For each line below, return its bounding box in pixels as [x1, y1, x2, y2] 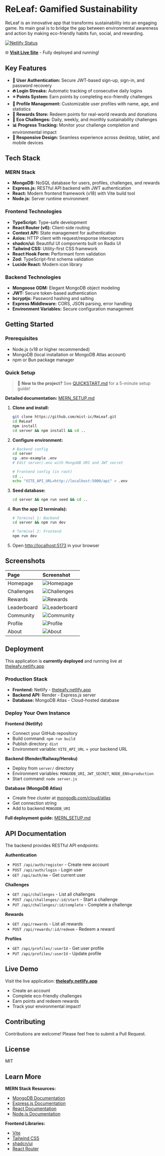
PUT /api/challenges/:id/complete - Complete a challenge [12, 902, 132, 908]
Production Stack [5, 676, 48, 683]
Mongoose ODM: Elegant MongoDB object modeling [12, 285, 120, 291]
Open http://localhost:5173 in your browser [12, 543, 100, 549]
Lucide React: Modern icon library [12, 261, 82, 267]
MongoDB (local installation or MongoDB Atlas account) [12, 351, 126, 357]
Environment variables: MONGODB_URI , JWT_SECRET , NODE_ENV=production [12, 771, 154, 776]
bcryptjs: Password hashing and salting [12, 296, 94, 301]
